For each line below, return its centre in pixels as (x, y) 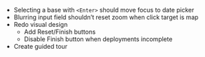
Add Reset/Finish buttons (60, 32)
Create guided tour (40, 46)
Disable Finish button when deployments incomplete (98, 39)
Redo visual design (41, 24)
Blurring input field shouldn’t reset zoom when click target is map (106, 17)
